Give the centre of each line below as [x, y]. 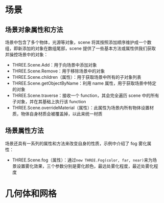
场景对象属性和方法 [34, 30]
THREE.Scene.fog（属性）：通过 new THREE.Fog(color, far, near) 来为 [82, 160]
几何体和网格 [31, 194]
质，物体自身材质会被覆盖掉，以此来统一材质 [57, 114]
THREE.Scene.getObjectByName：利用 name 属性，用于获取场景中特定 [84, 83]
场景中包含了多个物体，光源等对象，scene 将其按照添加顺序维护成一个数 [78, 42]
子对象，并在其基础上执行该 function [49, 101]
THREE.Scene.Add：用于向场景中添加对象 [54, 65]
